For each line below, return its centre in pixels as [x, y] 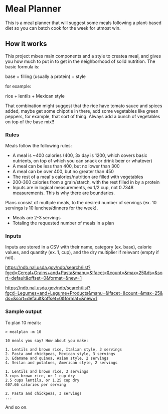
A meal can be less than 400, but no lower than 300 [66, 166]
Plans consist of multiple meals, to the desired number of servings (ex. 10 [81, 203]
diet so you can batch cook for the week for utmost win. [63, 28]
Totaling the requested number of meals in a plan [63, 223]
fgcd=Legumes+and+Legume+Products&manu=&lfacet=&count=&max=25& [84, 293]
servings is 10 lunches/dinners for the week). [52, 208]
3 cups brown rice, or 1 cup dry [40, 376]
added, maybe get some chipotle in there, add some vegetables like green [82, 111]
